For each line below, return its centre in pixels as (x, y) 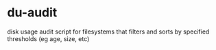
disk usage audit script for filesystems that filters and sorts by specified (108, 32)
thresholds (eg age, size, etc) (48, 38)
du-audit (32, 13)
